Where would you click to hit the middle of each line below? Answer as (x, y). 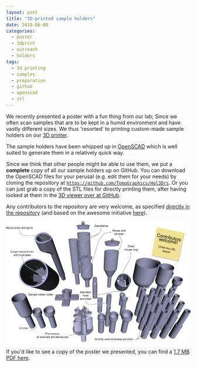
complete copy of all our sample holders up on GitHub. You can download (96, 170)
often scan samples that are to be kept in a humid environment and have (93, 123)
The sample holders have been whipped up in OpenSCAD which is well (92, 146)
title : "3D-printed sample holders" (51, 18)
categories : (21, 31)
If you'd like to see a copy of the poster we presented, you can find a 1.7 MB (98, 351)
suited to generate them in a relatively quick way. (65, 152)
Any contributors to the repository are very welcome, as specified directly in (98, 206)
